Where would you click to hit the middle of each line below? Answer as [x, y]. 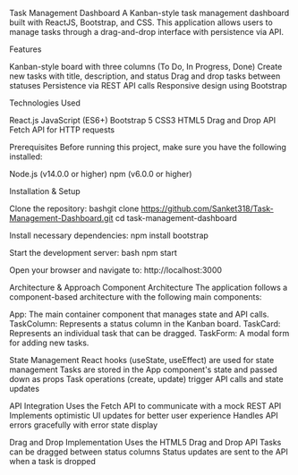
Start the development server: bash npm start [93, 253]
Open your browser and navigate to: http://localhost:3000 [115, 270]
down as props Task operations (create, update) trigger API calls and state [146, 379]
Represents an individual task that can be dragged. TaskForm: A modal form [149, 333]
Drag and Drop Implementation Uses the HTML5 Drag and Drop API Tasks [145, 442]
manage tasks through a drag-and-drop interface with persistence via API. [147, 32]
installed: [26, 157]
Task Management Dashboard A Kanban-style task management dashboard [149, 13]
